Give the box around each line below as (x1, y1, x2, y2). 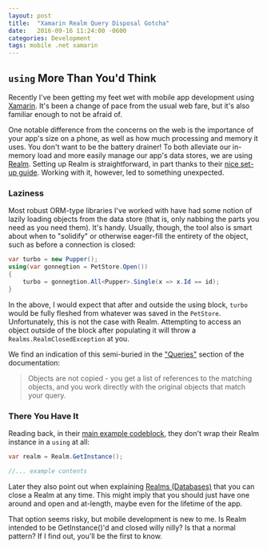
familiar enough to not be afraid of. (8, 109, 122, 119)
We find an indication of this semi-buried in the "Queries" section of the (8, 349, 245, 359)
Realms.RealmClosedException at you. (8, 333, 130, 343)
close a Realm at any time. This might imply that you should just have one (8, 490, 250, 499)
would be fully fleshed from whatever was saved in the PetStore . (8, 308, 221, 317)
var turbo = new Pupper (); (8, 256, 98, 264)
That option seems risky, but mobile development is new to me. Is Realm (8, 514, 247, 523)
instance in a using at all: (8, 437, 90, 446)
